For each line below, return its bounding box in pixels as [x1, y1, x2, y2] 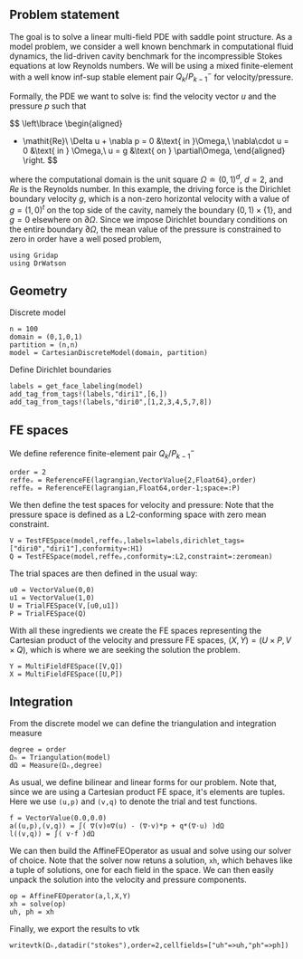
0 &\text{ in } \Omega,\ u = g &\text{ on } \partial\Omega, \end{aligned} [22, 145, 286, 157]
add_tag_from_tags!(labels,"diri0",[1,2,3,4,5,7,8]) [9, 398, 213, 407]
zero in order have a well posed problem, [9, 233, 163, 244]
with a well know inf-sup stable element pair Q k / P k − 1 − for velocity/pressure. [9, 70, 294, 84]
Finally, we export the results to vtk [9, 924, 140, 935]
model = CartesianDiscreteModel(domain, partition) [9, 349, 208, 358]
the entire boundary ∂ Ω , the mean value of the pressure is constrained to [9, 224, 282, 235]
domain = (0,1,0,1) [9, 332, 83, 342]
